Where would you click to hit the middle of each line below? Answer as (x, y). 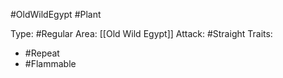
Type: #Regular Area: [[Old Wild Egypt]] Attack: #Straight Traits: (141, 33)
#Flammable (50, 63)
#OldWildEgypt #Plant (56, 14)
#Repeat (42, 53)
